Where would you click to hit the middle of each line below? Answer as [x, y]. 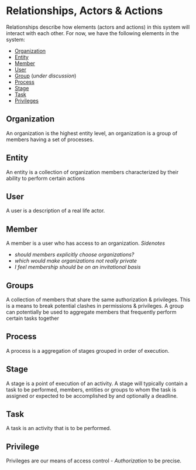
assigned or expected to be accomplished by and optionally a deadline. [92, 396]
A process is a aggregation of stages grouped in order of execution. [88, 350]
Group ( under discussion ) [45, 76]
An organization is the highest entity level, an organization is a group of [92, 133]
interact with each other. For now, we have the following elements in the [93, 33]
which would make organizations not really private [76, 261]
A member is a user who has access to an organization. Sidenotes [86, 243]
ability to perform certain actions [45, 178]
